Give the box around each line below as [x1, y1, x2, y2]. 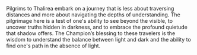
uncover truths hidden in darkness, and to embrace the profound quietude [6, 23, 188, 30]
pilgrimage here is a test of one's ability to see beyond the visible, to [6, 18, 173, 24]
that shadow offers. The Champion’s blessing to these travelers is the [6, 30, 176, 37]
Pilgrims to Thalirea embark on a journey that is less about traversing [6, 5, 174, 12]
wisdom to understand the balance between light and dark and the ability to [6, 36, 191, 43]
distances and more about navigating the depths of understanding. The [6, 11, 181, 18]
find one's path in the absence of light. [6, 42, 101, 49]
